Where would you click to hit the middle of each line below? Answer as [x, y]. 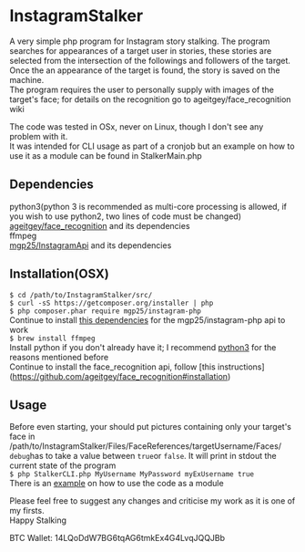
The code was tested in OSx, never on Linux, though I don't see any [137, 126]
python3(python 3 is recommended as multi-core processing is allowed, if [148, 206]
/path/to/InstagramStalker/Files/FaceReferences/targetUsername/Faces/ [146, 446]
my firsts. [27, 511]
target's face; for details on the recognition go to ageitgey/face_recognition [150, 99]
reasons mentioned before [59, 357]
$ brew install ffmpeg [52, 338]
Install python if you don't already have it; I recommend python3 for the [143, 347]
